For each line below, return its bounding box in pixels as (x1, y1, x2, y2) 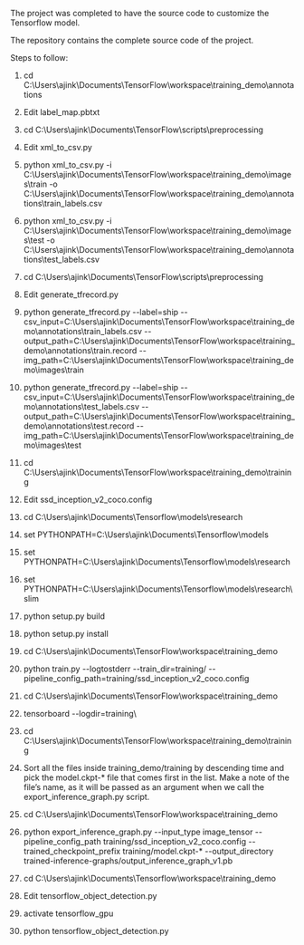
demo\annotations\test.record (23, 420, 135, 431)
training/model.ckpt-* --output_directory (122, 846, 274, 856)
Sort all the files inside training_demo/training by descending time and (23, 763, 284, 773)
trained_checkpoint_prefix (23, 846, 121, 856)
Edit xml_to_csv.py (23, 142, 93, 152)
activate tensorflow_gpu (23, 908, 114, 919)
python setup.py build (23, 611, 105, 622)
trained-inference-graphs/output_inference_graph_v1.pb (23, 855, 233, 866)
